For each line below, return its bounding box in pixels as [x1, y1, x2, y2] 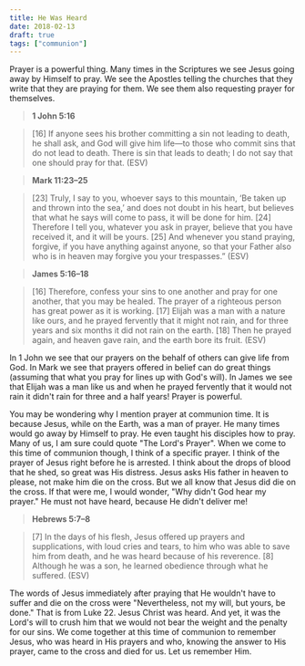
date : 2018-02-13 [9, 22, 76, 31]
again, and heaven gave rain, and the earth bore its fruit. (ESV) [31, 335, 267, 346]
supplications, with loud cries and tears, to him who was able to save [31, 541, 290, 552]
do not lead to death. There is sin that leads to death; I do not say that [31, 148, 293, 159]
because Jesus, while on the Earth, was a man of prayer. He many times [9, 419, 280, 430]
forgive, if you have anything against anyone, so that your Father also [31, 241, 291, 252]
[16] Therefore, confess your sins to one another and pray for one [31, 286, 278, 297]
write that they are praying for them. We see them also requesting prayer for [9, 83, 296, 94]
